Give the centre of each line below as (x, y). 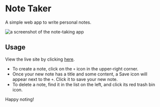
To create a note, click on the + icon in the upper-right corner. (75, 69)
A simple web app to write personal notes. (48, 22)
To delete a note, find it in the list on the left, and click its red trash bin (84, 84)
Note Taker (28, 9)
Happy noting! (20, 99)
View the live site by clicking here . (40, 59)
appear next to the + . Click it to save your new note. (65, 79)
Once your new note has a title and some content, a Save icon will (80, 74)
